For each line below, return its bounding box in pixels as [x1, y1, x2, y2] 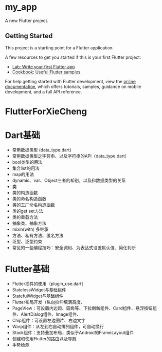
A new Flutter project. [5, 18, 49, 23]
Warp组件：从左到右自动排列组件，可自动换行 [12, 323, 104, 329]
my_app [5, 1, 37, 13]
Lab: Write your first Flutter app [12, 64, 75, 69]
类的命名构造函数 [12, 196, 47, 201]
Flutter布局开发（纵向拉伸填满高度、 [12, 299, 85, 305]
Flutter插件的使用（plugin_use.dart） [12, 281, 86, 286]
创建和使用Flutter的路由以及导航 [12, 335, 77, 341]
